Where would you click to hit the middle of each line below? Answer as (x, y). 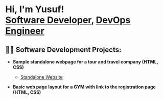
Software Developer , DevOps (68, 20)
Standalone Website (41, 77)
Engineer (25, 31)
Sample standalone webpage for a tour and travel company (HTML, (85, 62)
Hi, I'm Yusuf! (35, 9)
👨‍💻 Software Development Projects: (63, 49)
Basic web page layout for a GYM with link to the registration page (84, 87)
